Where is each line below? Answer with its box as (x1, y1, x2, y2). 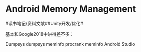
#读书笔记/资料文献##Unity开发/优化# (5, 20, 84, 26)
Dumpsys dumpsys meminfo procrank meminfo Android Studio (5, 41, 135, 47)
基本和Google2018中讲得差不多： (5, 31, 74, 37)
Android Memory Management (5, 3, 136, 15)
